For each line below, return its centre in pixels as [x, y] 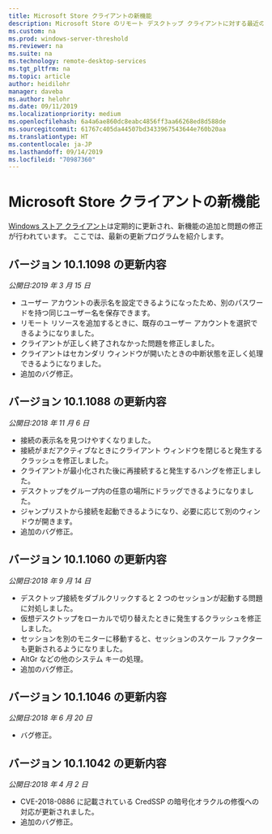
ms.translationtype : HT [49, 136]
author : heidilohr [39, 84]
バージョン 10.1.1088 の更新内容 [87, 402]
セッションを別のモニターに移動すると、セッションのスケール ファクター [141, 638]
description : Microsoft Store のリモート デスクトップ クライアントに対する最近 [134, 24]
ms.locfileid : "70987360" [52, 159]
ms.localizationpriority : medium [65, 115]
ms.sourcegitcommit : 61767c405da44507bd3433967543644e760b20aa [117, 129]
